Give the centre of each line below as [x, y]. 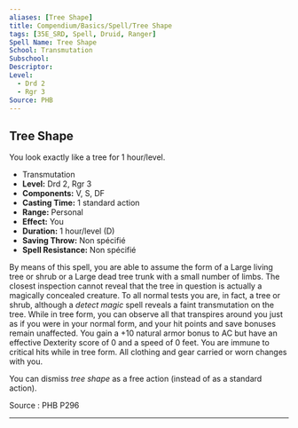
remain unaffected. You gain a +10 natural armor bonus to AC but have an [143, 333]
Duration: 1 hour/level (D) [68, 231]
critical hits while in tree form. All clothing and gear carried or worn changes [148, 353]
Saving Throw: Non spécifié [74, 241]
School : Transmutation [51, 51]
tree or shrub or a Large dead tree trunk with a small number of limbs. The [145, 277]
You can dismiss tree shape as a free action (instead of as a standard [136, 379]
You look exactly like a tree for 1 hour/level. [87, 157]
